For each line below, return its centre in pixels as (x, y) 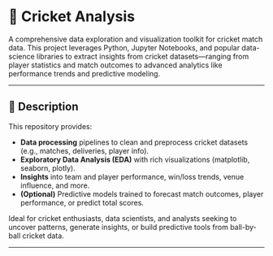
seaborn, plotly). (48, 168)
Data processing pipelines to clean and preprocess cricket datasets (134, 142)
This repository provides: (50, 126)
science (22, 56)
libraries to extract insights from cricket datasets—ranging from (143, 56)
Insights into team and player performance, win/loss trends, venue (132, 176)
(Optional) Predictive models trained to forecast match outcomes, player (142, 193)
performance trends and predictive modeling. (84, 73)
